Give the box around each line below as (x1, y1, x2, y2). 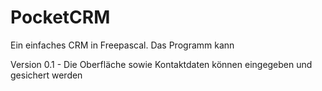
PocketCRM (10, 6, 111, 29)
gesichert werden (10, 69, 83, 81)
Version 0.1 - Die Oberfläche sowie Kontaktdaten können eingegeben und (10, 58, 313, 70)
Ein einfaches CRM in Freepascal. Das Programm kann (10, 39, 235, 51)
